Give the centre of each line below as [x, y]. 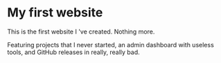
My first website [55, 13]
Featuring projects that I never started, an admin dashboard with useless [111, 45]
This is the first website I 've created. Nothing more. [81, 32]
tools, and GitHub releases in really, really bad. [73, 52]
